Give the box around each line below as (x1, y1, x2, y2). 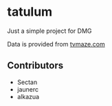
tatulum (7, 4, 53, 20)
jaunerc (16, 85, 39, 93)
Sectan (16, 78, 38, 86)
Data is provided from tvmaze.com (7, 40, 105, 48)
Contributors (7, 59, 64, 72)
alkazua (16, 92, 40, 101)
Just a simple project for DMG (7, 27, 92, 35)
